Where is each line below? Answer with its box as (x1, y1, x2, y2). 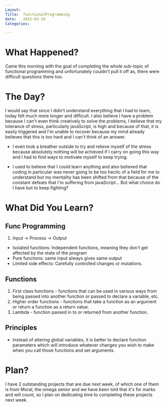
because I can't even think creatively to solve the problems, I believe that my (5, 118, 162, 124)
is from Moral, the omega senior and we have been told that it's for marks (5, 386, 156, 392)
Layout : (5, 7, 21, 12)
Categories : (5, 21, 30, 26)
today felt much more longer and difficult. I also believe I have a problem (5, 113, 154, 119)
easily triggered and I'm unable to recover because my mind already (5, 129, 145, 135)
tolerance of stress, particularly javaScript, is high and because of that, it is (5, 124, 159, 130)
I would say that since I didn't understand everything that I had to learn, (5, 108, 152, 114)
